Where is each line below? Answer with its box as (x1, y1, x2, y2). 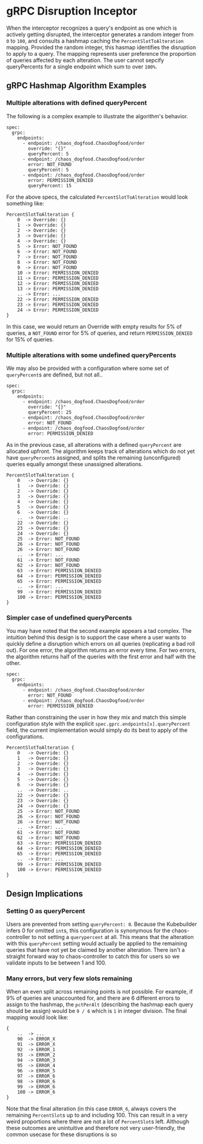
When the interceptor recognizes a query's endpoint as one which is (6, 24, 178, 32)
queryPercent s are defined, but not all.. (6, 371, 103, 378)
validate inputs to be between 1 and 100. (6, 959, 107, 966)
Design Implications (6, 888, 83, 898)
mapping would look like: (6, 1014, 68, 1021)
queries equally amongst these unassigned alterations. (6, 460, 143, 467)
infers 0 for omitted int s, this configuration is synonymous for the (6, 926, 171, 934)
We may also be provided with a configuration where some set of (6, 364, 169, 372)
